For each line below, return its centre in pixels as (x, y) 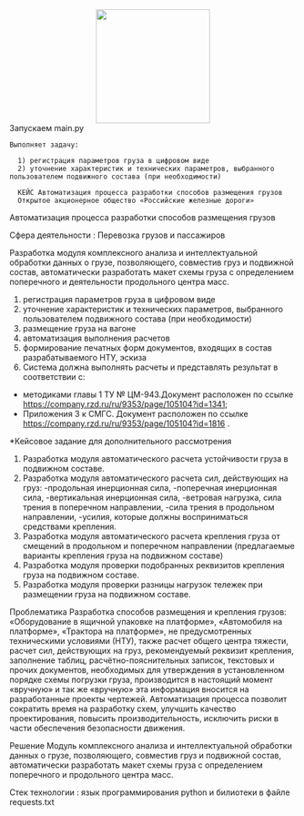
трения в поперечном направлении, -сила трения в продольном (148, 507)
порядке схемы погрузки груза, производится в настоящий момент (141, 679)
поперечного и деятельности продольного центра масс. (120, 282)
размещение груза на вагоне (79, 328)
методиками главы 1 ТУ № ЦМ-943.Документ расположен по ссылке (158, 394)
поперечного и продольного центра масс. (91, 775)
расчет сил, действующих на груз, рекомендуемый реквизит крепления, (152, 651)
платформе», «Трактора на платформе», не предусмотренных (131, 631)
